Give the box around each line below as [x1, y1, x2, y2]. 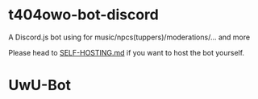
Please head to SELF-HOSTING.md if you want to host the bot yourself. [8, 47, 244, 57]
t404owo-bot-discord [8, 6, 159, 24]
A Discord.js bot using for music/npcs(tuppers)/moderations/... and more [8, 32, 251, 42]
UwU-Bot [8, 76, 71, 94]
